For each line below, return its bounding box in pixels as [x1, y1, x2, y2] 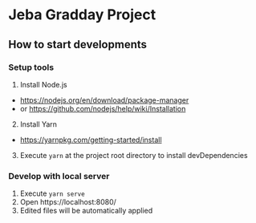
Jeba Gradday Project [8, 6, 156, 24]
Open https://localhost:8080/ [19, 197, 116, 207]
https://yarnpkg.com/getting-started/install [19, 135, 162, 144]
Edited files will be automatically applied [19, 206, 153, 216]
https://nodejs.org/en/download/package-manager [19, 95, 189, 105]
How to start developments [8, 38, 147, 51]
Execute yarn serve [19, 189, 86, 198]
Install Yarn [19, 119, 58, 129]
